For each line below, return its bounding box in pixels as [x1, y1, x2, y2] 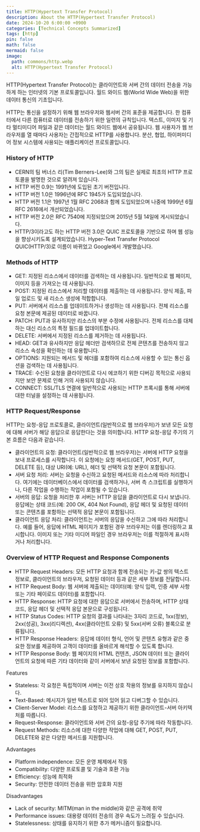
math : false [6, 42, 36, 48]
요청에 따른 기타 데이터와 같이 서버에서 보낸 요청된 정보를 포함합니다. [30, 657, 190, 664]
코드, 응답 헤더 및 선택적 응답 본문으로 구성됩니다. [14, 605, 129, 612]
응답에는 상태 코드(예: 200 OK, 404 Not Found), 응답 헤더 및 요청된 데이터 [14, 501, 189, 508]
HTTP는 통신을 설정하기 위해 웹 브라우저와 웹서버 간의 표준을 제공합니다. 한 [6, 109, 180, 116]
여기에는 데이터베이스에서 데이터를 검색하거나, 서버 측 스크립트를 [23, 478, 173, 486]
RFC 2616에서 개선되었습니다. [14, 205, 85, 212]
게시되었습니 [160, 213, 189, 220]
